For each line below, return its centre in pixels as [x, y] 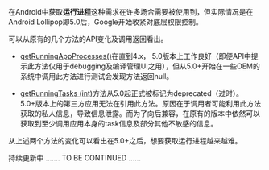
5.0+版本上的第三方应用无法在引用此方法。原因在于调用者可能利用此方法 [141, 104]
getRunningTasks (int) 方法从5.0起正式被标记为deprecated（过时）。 [132, 93]
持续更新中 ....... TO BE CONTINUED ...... [74, 158]
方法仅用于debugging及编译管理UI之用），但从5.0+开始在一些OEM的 [147, 66]
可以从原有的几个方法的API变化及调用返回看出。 [88, 39]
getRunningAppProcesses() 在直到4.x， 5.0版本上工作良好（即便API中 [136, 56]
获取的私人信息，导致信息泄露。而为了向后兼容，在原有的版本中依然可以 [140, 114]
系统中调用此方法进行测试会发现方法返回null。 [97, 76]
